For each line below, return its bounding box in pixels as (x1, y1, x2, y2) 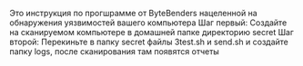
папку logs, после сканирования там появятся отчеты (9, 46, 220, 57)
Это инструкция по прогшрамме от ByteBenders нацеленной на (9, 8, 258, 18)
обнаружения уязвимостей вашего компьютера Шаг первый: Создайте (9, 17, 288, 28)
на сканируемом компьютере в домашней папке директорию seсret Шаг (9, 27, 294, 37)
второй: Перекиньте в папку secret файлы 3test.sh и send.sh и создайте (9, 36, 288, 47)
